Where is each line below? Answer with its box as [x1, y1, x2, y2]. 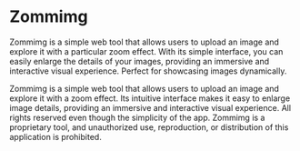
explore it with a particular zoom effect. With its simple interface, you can [9, 45, 284, 56]
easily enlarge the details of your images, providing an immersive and [9, 55, 270, 66]
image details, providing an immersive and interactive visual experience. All [9, 102, 292, 113]
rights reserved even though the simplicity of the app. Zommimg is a [9, 112, 265, 123]
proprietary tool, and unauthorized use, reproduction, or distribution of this [9, 121, 289, 133]
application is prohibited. [9, 131, 102, 142]
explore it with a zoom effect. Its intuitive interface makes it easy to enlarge [9, 93, 291, 104]
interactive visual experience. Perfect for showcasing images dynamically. [9, 65, 287, 76]
